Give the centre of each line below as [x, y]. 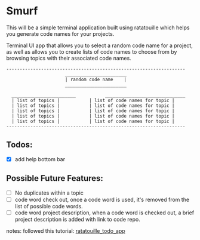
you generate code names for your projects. [60, 33]
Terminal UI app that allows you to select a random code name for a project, [99, 45]
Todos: [19, 145]
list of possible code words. [49, 206]
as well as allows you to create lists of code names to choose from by [92, 51]
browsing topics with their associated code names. [69, 58]
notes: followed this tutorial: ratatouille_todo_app [66, 230]
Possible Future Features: [55, 178]
